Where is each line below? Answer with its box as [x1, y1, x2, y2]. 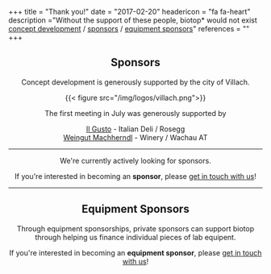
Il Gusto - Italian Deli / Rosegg [85, 124, 186, 134]
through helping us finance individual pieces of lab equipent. [35, 232, 236, 242]
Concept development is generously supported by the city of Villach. [21, 77, 250, 87]
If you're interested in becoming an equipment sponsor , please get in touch [9, 247, 262, 257]
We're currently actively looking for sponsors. [60, 156, 211, 165]
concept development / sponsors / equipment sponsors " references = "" [8, 24, 250, 33]
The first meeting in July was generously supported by [44, 108, 227, 118]
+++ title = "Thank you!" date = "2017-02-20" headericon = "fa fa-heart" [8, 7, 251, 16]
